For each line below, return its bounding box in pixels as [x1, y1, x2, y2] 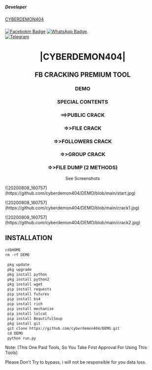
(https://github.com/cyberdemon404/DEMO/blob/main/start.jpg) [5, 190, 136, 196]
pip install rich [7, 301, 43, 306]
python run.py [7, 336, 36, 341]
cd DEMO [7, 331, 23, 336]
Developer [5, 4, 27, 10]
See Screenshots [65, 175, 100, 181]
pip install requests [7, 287, 52, 291]
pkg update [7, 262, 30, 267]
